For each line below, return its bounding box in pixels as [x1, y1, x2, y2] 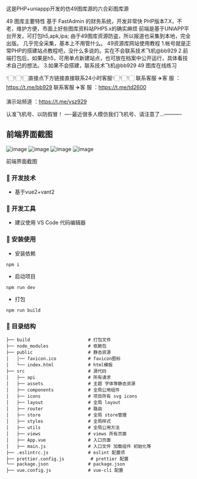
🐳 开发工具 [6, 205, 37, 213]
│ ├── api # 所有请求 [6, 375, 111, 380]
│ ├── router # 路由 [6, 406, 103, 412]
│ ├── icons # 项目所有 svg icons [6, 393, 137, 399]
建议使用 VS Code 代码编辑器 [14, 219, 86, 226]
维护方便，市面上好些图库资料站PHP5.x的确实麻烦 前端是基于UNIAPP [16, 25, 185, 32]
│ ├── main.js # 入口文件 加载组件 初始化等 [6, 444, 152, 450]
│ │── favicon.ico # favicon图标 [6, 356, 121, 362]
